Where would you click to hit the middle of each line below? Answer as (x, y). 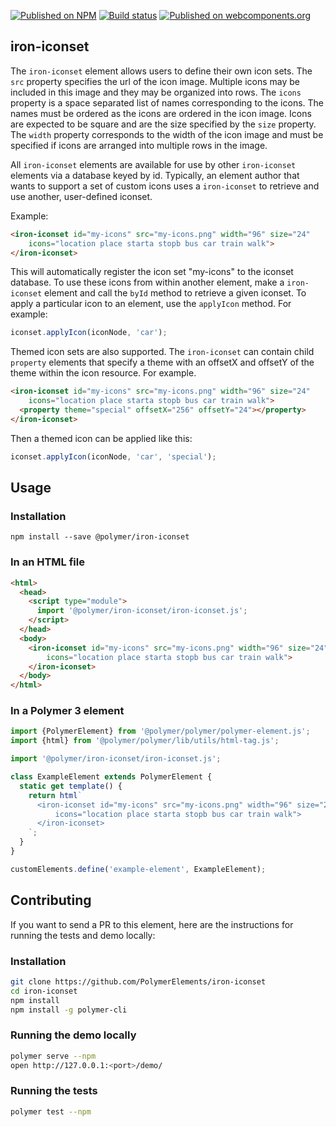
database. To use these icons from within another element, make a (147, 282)
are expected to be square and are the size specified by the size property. (163, 124)
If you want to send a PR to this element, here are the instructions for (152, 924)
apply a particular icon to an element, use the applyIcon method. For (151, 304)
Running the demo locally (73, 1035)
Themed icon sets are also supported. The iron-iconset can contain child (162, 352)
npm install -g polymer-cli (69, 1010)
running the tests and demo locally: (83, 935)
